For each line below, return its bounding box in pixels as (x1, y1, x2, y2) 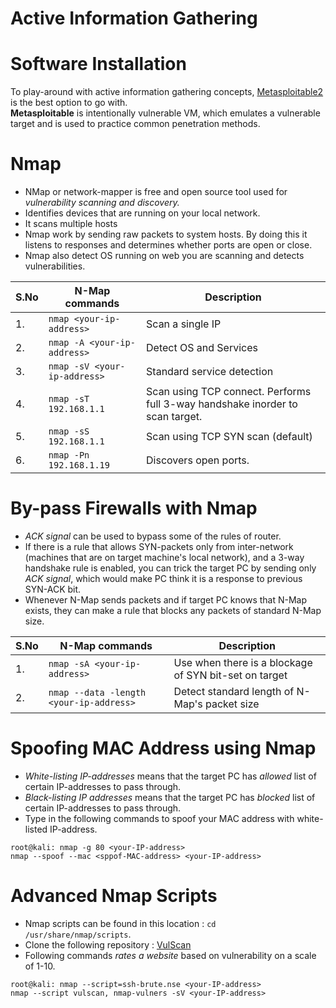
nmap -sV (48, 361, 90, 372)
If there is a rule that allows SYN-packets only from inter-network (24, 541, 294, 552)
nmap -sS (48, 426, 90, 437)
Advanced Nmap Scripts (10, 885, 218, 907)
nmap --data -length (48, 687, 147, 698)
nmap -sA (48, 658, 90, 669)
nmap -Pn (48, 450, 90, 461)
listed (24, 823, 48, 835)
